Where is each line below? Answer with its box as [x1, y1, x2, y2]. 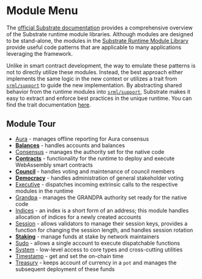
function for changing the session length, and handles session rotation [15, 226, 193, 234]
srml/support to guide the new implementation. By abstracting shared [6, 81, 182, 89]
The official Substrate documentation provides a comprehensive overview [6, 24, 193, 31]
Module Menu [6, 4, 78, 18]
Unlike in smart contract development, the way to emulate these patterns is [6, 62, 196, 69]
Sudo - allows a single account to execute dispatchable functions [15, 239, 181, 247]
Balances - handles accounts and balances [15, 142, 125, 149]
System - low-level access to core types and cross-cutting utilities [15, 246, 183, 253]
